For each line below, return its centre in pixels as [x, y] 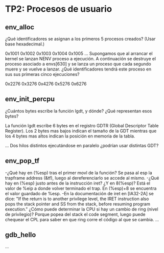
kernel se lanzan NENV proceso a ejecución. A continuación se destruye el [81, 59]
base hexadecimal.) [25, 44]
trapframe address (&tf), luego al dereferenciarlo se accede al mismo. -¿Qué [82, 178]
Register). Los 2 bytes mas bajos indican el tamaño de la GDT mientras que [81, 131]
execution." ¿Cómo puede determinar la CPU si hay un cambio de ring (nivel [82, 209]
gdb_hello [21, 235]
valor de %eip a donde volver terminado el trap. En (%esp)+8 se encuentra [81, 188]
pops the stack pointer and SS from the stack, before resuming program [78, 204]
